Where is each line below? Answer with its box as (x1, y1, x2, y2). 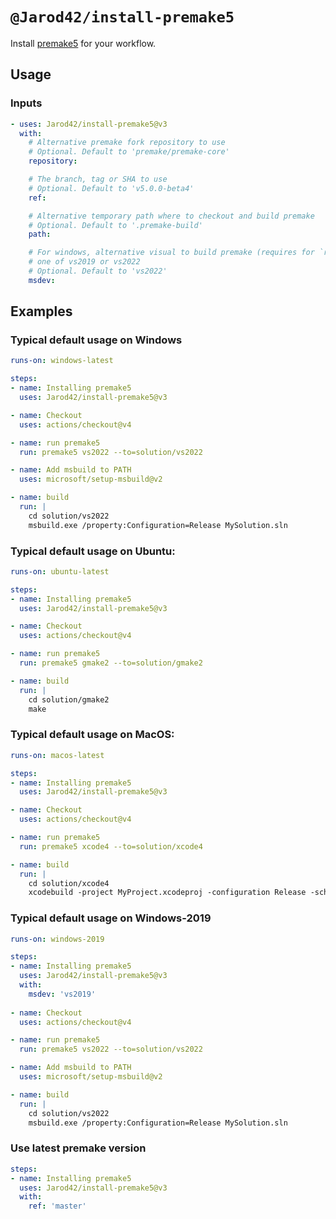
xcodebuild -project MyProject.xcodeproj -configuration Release (28, 888, 307, 898)
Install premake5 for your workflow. (10, 37, 157, 49)
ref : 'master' (28, 1201, 87, 1212)
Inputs (10, 96, 43, 110)
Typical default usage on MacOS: (10, 728, 175, 742)
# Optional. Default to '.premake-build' (28, 220, 203, 230)
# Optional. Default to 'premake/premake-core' (28, 147, 230, 157)
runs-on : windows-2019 (10, 934, 105, 944)
